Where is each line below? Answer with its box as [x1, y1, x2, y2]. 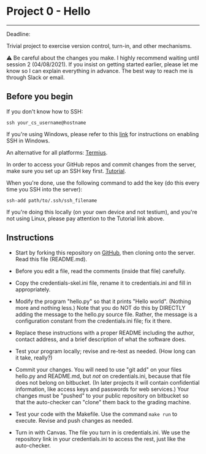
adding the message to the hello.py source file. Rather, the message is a [15, 310, 197, 318]
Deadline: [6, 30, 31, 37]
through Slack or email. [6, 74, 65, 81]
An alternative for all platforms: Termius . [6, 148, 108, 156]
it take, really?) [15, 354, 53, 361]
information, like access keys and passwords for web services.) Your [15, 385, 189, 393]
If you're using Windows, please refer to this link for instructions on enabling [6, 130, 199, 137]
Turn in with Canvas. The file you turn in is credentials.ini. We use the [15, 428, 190, 436]
